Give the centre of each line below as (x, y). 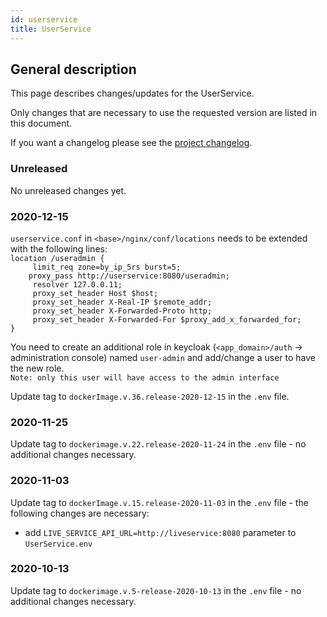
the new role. (37, 368)
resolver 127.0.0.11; (77, 284)
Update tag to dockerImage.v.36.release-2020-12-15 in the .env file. (150, 396)
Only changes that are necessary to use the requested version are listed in (164, 113)
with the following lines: (59, 248)
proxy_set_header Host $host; (95, 293)
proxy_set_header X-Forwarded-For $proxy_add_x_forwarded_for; (167, 319)
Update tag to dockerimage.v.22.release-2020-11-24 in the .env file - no (158, 444)
